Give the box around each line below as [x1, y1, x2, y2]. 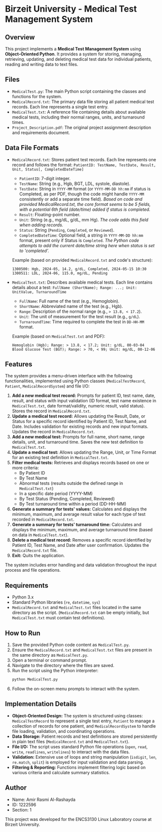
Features [5, 360, 32, 369]
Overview [5, 33, 35, 41]
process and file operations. [5, 567, 61, 573]
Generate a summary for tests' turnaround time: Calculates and [12, 522, 142, 527]
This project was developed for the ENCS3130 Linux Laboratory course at [5, 816, 152, 822]
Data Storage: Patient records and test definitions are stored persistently [12, 733, 158, 739]
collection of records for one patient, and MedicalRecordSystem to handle [12, 723, 156, 729]
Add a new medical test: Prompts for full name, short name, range [12, 434, 145, 440]
